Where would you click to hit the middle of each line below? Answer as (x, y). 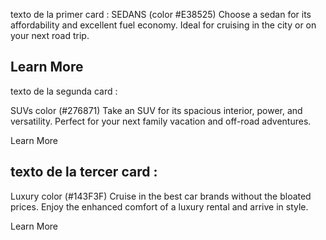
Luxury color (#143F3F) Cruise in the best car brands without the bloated (161, 196)
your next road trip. (50, 35)
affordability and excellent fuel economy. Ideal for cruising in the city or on (163, 25)
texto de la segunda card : (64, 91)
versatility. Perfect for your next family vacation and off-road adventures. (161, 121)
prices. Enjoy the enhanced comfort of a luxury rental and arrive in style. (159, 206)
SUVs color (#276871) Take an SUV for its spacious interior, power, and (156, 110)
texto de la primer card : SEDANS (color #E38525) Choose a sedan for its (161, 14)
